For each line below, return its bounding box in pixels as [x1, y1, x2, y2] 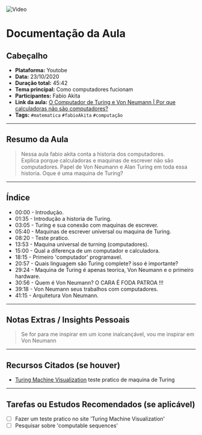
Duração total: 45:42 [14, 79, 68, 87]
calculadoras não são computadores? [14, 105, 108, 112]
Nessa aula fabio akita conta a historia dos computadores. [20, 150, 165, 158]
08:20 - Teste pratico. [14, 234, 70, 241]
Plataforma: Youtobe [14, 67, 67, 73]
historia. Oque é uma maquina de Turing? [20, 169, 123, 177]
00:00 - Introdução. [14, 208, 64, 216]
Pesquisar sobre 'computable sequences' [14, 422, 118, 430]
